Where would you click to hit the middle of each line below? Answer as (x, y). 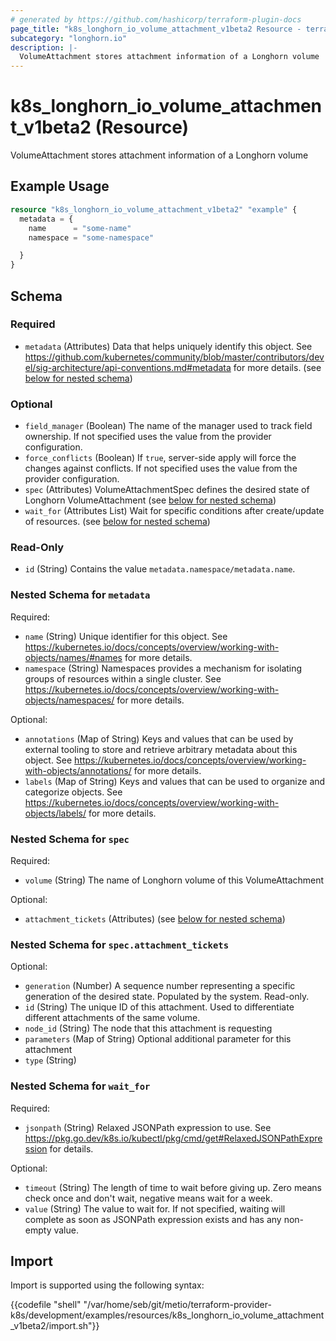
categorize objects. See (73, 792)
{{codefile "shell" (46, 1305)
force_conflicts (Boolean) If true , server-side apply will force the (160, 458)
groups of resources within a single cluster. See (123, 678)
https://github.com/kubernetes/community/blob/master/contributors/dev (174, 357)
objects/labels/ (55, 813)
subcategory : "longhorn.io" (69, 38)
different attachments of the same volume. (112, 1018)
